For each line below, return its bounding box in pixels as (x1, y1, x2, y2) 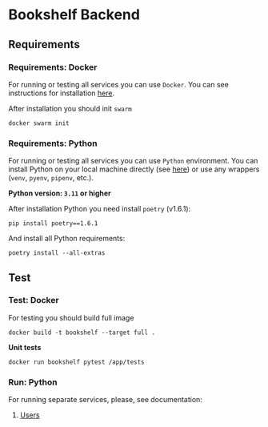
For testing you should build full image (8, 312, 134, 322)
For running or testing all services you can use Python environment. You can (8, 156, 258, 166)
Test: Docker (8, 295, 59, 306)
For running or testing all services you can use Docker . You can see (8, 79, 230, 89)
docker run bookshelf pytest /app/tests (8, 358, 146, 366)
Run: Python (8, 377, 58, 388)
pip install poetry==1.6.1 (8, 220, 98, 228)
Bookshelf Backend (8, 6, 140, 24)
